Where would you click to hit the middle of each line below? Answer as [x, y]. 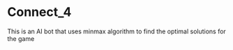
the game [21, 38]
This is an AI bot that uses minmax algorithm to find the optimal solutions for [117, 31]
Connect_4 [39, 12]
